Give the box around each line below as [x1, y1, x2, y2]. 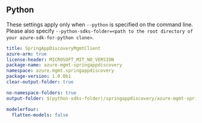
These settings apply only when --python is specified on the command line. [6, 20, 194, 28]
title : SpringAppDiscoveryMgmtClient [6, 45, 101, 51]
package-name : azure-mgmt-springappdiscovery [6, 62, 122, 68]
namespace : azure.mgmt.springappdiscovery [6, 68, 114, 74]
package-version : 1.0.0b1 [6, 74, 71, 80]
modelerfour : [6, 106, 39, 112]
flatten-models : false [11, 112, 69, 118]
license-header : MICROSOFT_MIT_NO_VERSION [6, 57, 114, 63]
